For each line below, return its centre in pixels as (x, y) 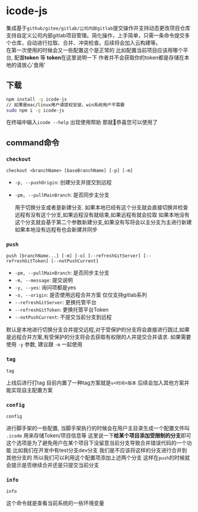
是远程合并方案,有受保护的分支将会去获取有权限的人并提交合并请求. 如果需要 (99, 337)
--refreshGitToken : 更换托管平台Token (62, 310)
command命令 (33, 143)
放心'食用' (34, 65)
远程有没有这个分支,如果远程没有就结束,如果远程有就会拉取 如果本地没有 (102, 215)
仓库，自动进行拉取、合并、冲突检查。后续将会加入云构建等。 (86, 43)
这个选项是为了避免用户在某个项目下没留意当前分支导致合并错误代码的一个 (96, 443)
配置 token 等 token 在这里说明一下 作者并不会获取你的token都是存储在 (99, 57)
